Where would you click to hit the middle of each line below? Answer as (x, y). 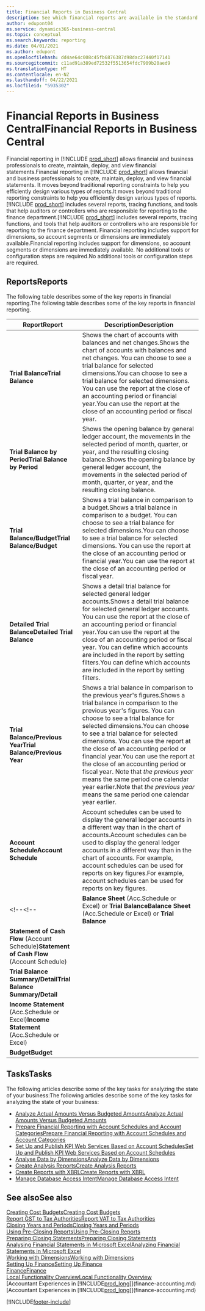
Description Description (139, 324)
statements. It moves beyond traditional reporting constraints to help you (98, 184)
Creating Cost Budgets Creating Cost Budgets (63, 1212)
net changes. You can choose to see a (137, 358)
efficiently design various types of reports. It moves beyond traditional (94, 191)
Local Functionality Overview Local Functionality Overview (79, 1277)
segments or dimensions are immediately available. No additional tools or (98, 249)
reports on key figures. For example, (133, 873)
